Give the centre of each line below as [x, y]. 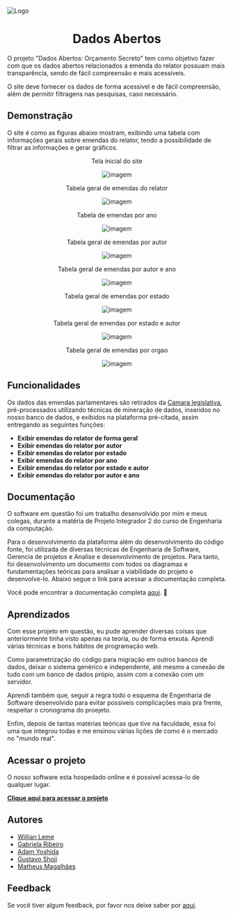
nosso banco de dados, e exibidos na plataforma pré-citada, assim [103, 417]
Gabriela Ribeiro [40, 844]
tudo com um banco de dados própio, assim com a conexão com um [105, 674]
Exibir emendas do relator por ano [67, 460]
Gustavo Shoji [37, 859]
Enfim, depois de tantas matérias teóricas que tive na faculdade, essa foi [111, 724]
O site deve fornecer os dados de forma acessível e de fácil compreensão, [114, 86]
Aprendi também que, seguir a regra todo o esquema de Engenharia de [109, 695]
